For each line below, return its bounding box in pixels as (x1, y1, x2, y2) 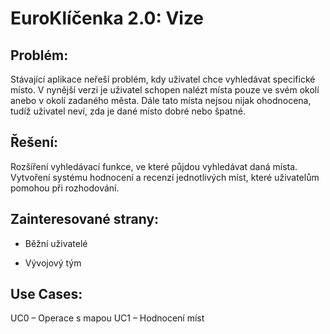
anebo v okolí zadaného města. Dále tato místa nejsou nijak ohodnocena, (10, 95, 312, 106)
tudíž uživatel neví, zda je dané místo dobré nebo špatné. (10, 105, 246, 117)
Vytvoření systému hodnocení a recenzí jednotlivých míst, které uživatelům (10, 171, 320, 183)
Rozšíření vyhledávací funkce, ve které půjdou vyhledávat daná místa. (10, 160, 298, 172)
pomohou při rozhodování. (10, 182, 120, 194)
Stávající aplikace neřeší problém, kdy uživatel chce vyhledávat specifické (10, 73, 316, 85)
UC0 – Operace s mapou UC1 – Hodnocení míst (10, 312, 205, 324)
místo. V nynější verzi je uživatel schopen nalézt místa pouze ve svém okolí (10, 84, 320, 96)
